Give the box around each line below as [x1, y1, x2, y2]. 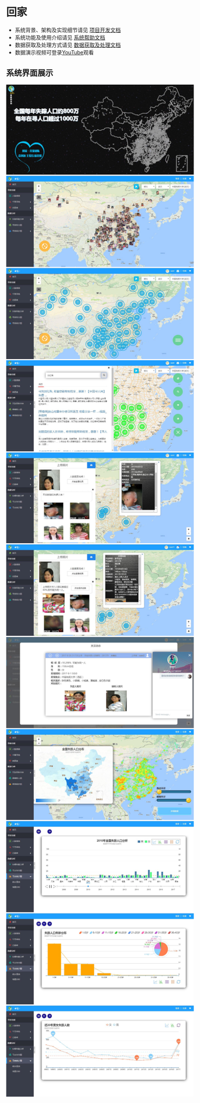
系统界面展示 [6, 68, 54, 78]
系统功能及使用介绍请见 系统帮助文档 [14, 33, 105, 41]
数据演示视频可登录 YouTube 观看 [14, 48, 94, 56]
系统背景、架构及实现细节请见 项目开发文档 [14, 26, 121, 33]
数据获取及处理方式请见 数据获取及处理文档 [14, 41, 121, 48]
